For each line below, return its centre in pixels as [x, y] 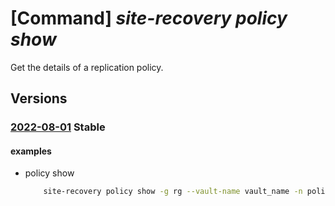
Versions [39, 98]
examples [31, 151]
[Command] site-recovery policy [149, 18]
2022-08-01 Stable [58, 127]
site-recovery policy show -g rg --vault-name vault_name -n [173, 192]
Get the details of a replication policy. [87, 67]
